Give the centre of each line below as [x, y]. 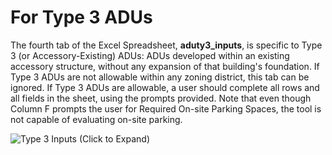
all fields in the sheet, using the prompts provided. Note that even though [161, 98]
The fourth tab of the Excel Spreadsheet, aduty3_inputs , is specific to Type [166, 45]
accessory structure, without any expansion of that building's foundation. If [165, 66]
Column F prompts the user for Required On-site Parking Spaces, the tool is [166, 108]
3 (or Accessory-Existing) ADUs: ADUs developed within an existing [150, 55]
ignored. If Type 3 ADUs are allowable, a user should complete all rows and [165, 87]
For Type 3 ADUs [81, 17]
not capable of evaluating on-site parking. [96, 119]
